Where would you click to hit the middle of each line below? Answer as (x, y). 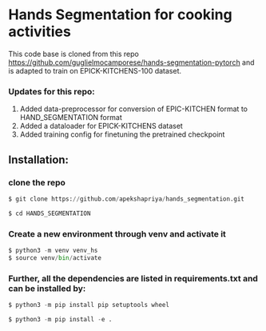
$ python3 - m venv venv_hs (53, 250)
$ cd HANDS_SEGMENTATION (50, 213)
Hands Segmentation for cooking (121, 15)
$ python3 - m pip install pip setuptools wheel (89, 305)
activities (40, 32)
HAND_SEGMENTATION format (71, 118)
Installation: (39, 160)
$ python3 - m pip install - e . (60, 319)
